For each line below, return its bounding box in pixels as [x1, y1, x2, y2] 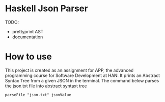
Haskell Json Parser [5, 3, 88, 14]
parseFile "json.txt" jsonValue [5, 92, 71, 97]
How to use [5, 51, 52, 62]
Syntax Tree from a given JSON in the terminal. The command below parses [5, 77, 159, 83]
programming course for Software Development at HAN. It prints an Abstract [5, 72, 160, 78]
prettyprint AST [12, 28, 44, 34]
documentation [12, 34, 43, 40]
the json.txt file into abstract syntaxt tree [5, 83, 87, 89]
